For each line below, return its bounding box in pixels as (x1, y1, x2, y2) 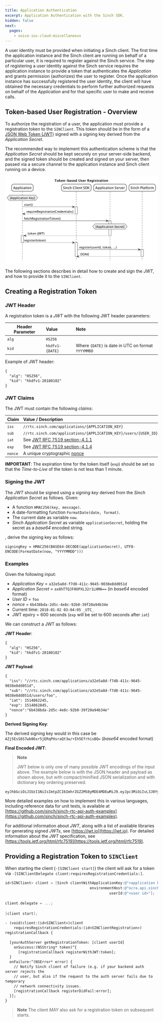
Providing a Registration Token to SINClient (5, 852, 138, 861)
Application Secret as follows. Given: (5, 495, 79, 501)
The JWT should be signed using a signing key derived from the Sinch (5, 489, 146, 495)
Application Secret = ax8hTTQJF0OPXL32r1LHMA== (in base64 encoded (12, 586, 148, 592)
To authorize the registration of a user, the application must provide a (5, 121, 143, 126)
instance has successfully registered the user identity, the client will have (5, 78, 151, 84)
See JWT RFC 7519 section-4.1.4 (23, 444, 92, 450)
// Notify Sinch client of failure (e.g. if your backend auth (14, 965, 145, 970)
